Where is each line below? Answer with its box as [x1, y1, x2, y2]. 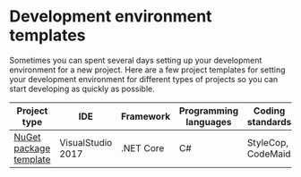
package [13, 141, 51, 154]
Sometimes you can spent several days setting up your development [9, 55, 262, 65]
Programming [178, 105, 239, 117]
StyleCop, [246, 136, 289, 148]
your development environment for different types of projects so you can [9, 73, 279, 84]
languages [185, 115, 232, 128]
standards [246, 115, 292, 128]
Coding [254, 105, 286, 117]
